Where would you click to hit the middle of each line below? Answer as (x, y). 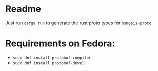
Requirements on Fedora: (60, 43)
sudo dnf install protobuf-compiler (52, 58)
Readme (23, 9)
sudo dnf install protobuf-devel (48, 63)
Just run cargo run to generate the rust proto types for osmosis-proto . (79, 23)
